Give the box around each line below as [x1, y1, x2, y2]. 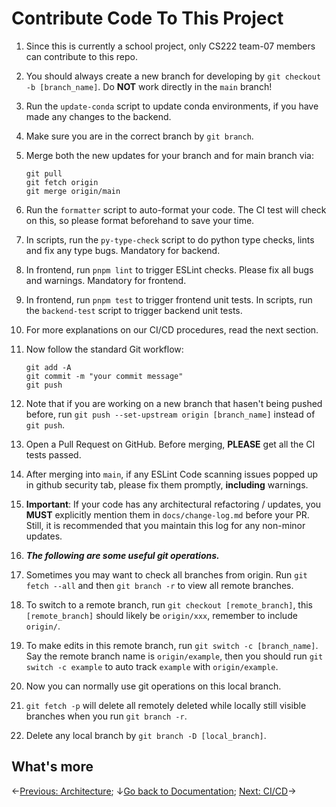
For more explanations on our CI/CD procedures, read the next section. [25, 323, 319, 336]
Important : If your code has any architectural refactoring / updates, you [25, 498, 322, 510]
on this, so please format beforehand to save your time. [25, 214, 255, 226]
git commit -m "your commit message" [25, 371, 184, 381]
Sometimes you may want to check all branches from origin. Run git [25, 568, 308, 581]
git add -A [25, 362, 72, 372]
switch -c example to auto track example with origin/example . [25, 660, 279, 672]
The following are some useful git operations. [25, 549, 220, 561]
